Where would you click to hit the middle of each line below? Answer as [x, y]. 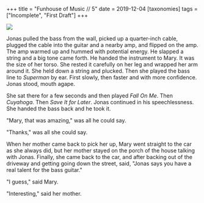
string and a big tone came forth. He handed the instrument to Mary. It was [100, 58]
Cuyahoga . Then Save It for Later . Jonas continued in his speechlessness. [100, 102]
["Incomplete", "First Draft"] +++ [47, 15]
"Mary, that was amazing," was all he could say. [66, 120]
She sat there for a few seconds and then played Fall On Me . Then [89, 96]
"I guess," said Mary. [32, 182]
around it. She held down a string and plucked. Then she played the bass [98, 71]
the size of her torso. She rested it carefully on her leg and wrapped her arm [102, 64]
